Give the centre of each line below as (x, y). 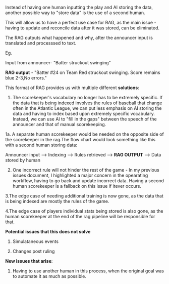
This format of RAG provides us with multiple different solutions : (72, 88)
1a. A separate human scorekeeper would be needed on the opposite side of (84, 134)
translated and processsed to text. (41, 43)
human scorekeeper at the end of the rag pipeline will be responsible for (80, 216)
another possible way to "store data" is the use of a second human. (75, 13)
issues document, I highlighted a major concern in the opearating (80, 175)
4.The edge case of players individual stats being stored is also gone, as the (84, 211)
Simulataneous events (36, 241)
